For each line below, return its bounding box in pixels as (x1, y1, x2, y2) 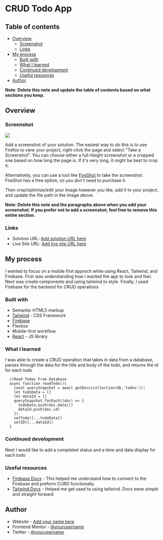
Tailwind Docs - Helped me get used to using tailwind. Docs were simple (12, 486, 159, 492)
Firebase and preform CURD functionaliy (12, 480, 94, 486)
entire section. (5, 212, 36, 218)
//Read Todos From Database (9, 377, 67, 382)
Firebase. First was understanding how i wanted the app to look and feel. (5, 273, 152, 279)
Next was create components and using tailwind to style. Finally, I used (5, 279, 148, 285)
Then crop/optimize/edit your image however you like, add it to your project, (5, 187, 159, 192)
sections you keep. (5, 92, 45, 98)
